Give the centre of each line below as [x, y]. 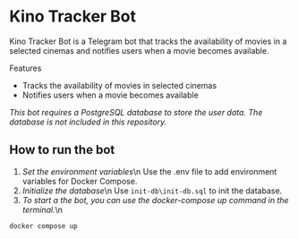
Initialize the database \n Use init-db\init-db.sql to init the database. [152, 191]
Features [26, 68]
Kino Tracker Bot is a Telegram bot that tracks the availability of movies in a [148, 41]
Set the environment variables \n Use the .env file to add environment [149, 171]
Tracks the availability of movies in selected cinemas [119, 85]
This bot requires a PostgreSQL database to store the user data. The [136, 112]
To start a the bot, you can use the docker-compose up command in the [155, 200]
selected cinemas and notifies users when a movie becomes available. [139, 50]
